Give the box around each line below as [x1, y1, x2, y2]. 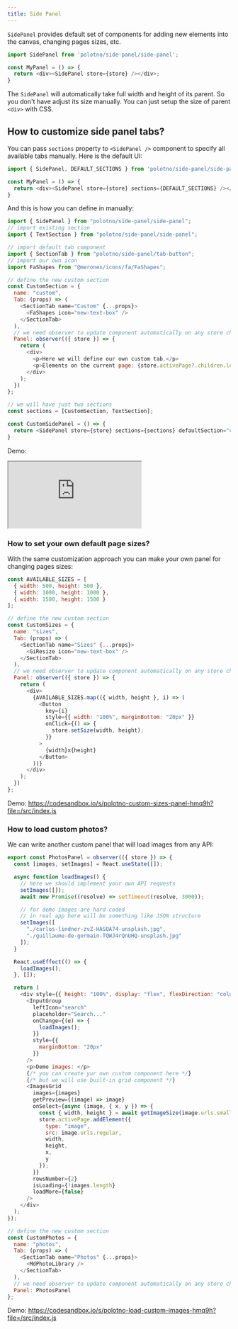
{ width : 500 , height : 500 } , [13, 582, 103, 589]
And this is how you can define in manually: [7, 204, 135, 213]
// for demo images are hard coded [20, 906, 125, 913]
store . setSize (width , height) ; [52, 727, 144, 734]
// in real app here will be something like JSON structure [20, 912, 201, 920]
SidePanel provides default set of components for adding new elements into [7, 30, 229, 38]
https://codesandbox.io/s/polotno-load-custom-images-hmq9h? [28, 1306, 217, 1315]
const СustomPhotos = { [7, 1234, 78, 1241]
